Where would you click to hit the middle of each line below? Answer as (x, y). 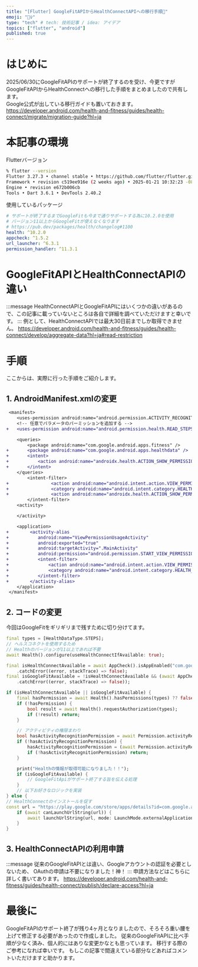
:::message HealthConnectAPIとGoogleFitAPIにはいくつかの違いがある (92, 306)
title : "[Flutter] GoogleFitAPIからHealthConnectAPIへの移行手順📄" (87, 11)
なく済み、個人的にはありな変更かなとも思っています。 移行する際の (104, 943)
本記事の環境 (37, 143)
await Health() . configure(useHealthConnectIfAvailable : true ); (85, 655)
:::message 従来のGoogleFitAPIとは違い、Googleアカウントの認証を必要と (96, 864)
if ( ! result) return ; (54, 714)
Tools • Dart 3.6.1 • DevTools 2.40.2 (54, 193)
